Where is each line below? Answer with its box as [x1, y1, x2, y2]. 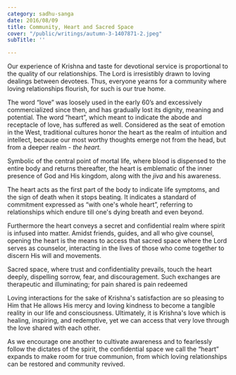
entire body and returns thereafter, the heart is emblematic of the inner [7, 164, 213, 173]
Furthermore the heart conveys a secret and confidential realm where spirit [7, 221, 225, 230]
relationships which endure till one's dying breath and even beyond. [7, 208, 204, 216]
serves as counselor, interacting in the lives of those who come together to [7, 244, 225, 252]
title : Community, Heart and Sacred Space [7, 23, 134, 30]
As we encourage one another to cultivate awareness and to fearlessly [7, 338, 213, 346]
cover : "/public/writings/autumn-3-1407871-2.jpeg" [7, 30, 162, 37]
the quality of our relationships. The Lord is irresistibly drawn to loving [7, 70, 211, 78]
